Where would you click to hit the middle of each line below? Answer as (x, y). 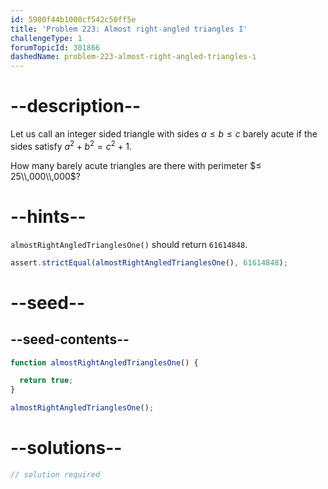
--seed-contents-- (70, 339)
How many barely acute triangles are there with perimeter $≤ (136, 165)
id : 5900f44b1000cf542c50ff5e (73, 19)
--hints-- (48, 216)
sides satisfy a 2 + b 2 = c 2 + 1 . (71, 145)
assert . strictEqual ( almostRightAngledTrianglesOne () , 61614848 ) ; (149, 262)
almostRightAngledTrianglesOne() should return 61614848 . (129, 244)
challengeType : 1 (46, 38)
